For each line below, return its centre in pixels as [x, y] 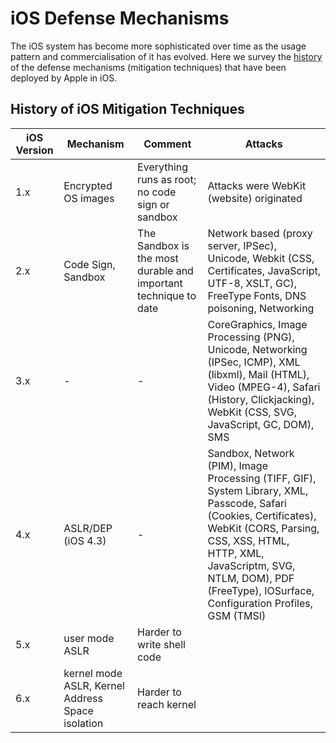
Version [34, 150]
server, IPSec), [242, 245]
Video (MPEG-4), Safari [264, 387]
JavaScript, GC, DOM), [261, 424]
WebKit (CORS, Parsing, [263, 528]
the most [158, 258]
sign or [153, 204]
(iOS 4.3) [85, 540]
